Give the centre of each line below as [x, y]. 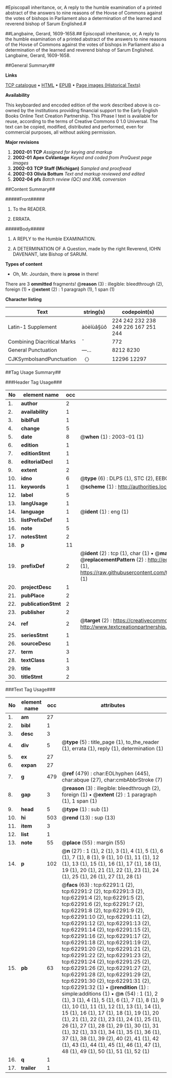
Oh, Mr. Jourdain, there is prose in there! [56, 274]
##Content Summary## [30, 189]
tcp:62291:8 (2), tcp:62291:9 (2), [103, 910]
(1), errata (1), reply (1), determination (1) [113, 748]
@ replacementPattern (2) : [113, 559]
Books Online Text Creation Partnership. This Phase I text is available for [81, 116]
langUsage [35, 503]
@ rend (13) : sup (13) [89, 818]
